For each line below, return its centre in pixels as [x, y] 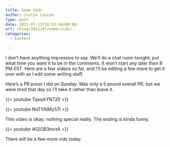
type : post [17, 19]
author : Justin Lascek [30, 15]
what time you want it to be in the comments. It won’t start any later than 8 [84, 63]
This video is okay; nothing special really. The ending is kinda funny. [78, 119]
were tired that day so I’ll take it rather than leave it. [60, 89]
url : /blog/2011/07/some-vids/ [39, 29]
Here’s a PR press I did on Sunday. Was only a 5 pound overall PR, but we [83, 84]
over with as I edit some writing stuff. [44, 74]
